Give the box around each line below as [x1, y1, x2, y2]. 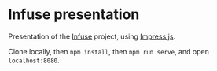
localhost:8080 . [8, 55, 61, 65]
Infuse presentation [8, 6, 140, 24]
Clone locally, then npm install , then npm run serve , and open [8, 47, 210, 56]
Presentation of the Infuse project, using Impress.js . [8, 32, 175, 41]
